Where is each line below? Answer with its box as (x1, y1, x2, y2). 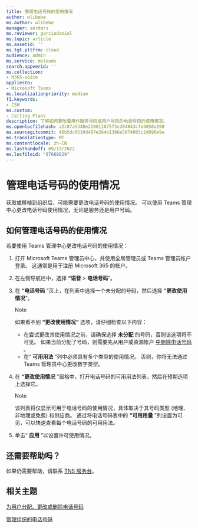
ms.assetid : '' (6, 42, 44, 48)
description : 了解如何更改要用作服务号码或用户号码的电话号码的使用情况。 (6, 119, 168, 124)
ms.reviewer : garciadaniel (6, 31, 72, 37)
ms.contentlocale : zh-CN (6, 140, 67, 146)
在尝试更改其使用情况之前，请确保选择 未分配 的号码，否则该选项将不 (23, 331, 192, 338)
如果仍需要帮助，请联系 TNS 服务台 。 (6, 467, 97, 474)
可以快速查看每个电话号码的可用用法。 (25, 419, 118, 427)
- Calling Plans (6, 113, 46, 119)
